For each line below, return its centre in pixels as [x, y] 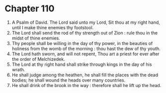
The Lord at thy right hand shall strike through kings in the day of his [82, 64]
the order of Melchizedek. [38, 59]
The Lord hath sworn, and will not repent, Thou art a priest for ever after [85, 54]
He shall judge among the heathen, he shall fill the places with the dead [85, 75]
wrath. [18, 69]
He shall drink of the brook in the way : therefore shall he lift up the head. [86, 85]
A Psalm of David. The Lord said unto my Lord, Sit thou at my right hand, [86, 22]
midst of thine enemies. [36, 38]
